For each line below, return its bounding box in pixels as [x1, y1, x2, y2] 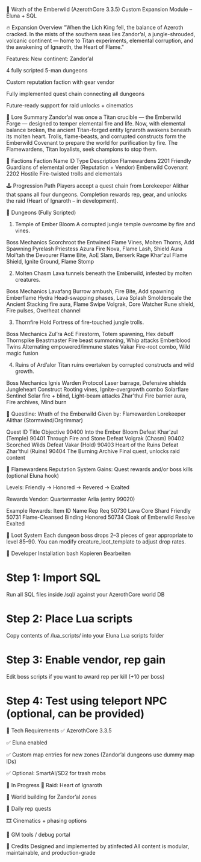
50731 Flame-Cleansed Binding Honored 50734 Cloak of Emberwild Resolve [6, 513, 195, 521]
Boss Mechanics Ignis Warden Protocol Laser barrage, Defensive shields [6, 379, 187, 386]
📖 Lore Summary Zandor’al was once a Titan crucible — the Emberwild [6, 113, 182, 121]
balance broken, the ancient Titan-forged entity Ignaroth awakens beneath [6, 127, 191, 133]
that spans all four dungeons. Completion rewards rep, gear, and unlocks [6, 191, 187, 198]
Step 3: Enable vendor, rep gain [6, 653, 166, 667]
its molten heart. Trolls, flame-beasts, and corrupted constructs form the [6, 133, 187, 140]
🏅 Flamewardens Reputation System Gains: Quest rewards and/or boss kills [6, 466, 193, 473]
